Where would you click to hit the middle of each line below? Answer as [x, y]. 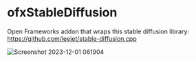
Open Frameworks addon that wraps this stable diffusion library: [98, 31]
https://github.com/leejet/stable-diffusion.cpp [72, 38]
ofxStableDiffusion [62, 13]
